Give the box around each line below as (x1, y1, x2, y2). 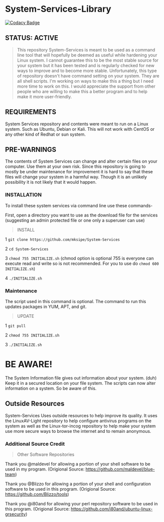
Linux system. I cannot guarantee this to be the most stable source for (17, 57, 159, 63)
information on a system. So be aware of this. (5, 385, 97, 391)
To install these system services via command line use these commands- (5, 202, 153, 209)
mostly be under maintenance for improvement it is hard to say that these (5, 169, 153, 175)
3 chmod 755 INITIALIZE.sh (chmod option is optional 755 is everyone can (5, 255, 154, 261)
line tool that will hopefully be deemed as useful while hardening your (17, 52, 158, 58)
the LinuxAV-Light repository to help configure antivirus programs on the (5, 418, 152, 424)
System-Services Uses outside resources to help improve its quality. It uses (5, 412, 158, 418)
